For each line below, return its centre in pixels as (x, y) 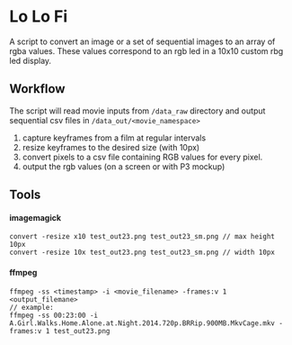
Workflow (37, 89)
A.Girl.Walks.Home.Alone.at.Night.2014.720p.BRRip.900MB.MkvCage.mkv (142, 323)
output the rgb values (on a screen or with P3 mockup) (124, 166)
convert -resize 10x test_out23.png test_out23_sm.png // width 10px (142, 253)
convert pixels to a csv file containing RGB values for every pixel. (142, 157)
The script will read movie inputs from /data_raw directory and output (137, 111)
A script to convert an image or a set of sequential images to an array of (142, 41)
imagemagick (35, 217)
